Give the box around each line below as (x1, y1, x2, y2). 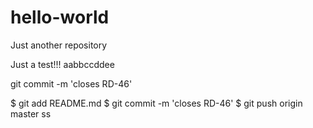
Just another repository (10, 39, 108, 51)
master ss (10, 107, 52, 120)
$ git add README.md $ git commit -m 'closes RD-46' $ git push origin (10, 97, 303, 109)
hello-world (10, 6, 110, 29)
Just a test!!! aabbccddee (10, 58, 115, 70)
